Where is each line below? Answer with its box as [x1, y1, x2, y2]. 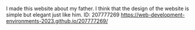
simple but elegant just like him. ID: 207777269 [6, 11, 120, 18]
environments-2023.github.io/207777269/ [6, 18, 109, 24]
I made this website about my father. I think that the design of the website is [6, 5, 189, 12]
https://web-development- [120, 11, 185, 18]
